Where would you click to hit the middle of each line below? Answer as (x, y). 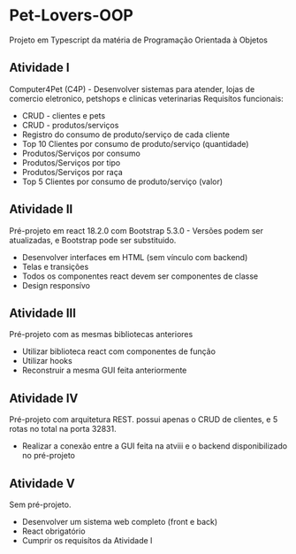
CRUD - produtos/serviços (70, 125)
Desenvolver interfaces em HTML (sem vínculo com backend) (135, 257)
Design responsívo (56, 285)
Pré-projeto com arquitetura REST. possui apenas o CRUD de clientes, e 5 (144, 419)
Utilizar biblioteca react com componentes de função (119, 351)
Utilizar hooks (47, 361)
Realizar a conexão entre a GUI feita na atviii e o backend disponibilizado (155, 446)
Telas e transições (55, 266)
